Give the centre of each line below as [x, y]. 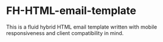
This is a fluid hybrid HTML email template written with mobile [81, 27]
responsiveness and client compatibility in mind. [65, 33]
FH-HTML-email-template [71, 11]
